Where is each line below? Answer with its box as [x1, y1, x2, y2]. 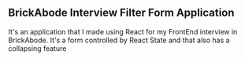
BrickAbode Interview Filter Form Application [8, 6, 235, 20]
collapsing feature [8, 43, 67, 53]
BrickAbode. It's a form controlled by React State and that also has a [8, 35, 230, 45]
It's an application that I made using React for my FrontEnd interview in [8, 27, 238, 36]
